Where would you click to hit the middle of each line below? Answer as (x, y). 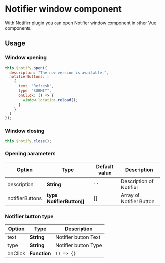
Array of (130, 195)
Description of (137, 181)
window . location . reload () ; (50, 100)
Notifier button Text (78, 237)
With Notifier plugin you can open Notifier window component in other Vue (81, 23)
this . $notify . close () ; (28, 141)
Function (40, 253)
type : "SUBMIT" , (35, 91)
